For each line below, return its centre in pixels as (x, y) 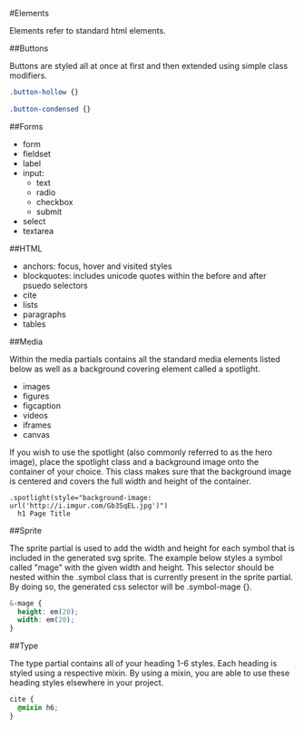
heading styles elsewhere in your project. (87, 683)
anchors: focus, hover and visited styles (97, 266)
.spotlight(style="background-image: (81, 497)
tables (34, 324)
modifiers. (29, 75)
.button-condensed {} (50, 109)
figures (36, 396)
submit (49, 212)
